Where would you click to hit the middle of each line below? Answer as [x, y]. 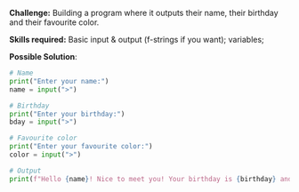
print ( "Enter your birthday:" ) [67, 114]
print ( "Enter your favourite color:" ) [81, 147]
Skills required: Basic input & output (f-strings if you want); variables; [137, 40]
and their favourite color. [54, 22]
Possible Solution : [43, 56]
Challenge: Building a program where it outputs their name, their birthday [144, 13]
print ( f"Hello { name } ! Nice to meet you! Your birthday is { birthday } [143, 179]
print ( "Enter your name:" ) [59, 81]
